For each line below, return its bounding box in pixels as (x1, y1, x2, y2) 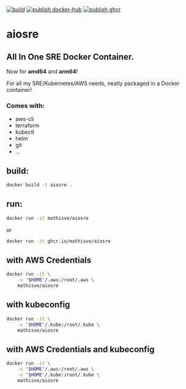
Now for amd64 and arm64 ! (6, 68, 78, 75)
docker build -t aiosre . (6, 182, 72, 188)
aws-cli (15, 115, 34, 123)
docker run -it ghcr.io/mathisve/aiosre (6, 238, 111, 244)
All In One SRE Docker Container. (6, 51, 135, 62)
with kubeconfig (6, 300, 70, 310)
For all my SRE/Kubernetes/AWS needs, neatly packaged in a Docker (6, 80, 180, 87)
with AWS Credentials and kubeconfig (6, 344, 155, 355)
